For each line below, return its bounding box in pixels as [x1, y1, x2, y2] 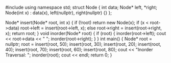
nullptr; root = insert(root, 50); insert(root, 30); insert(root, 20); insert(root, [5, 41, 162, 47]
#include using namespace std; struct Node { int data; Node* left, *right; [5, 5, 157, 10]
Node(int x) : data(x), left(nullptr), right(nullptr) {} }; [5, 10, 112, 16]
